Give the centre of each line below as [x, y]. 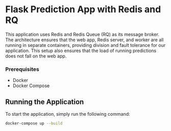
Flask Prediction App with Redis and [83, 9]
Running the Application [45, 102]
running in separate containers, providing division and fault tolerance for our [86, 45]
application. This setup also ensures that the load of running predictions [81, 50]
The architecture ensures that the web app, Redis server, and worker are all [84, 40]
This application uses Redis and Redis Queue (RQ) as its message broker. [82, 34]
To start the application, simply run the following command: [68, 114]
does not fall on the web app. [36, 56]
